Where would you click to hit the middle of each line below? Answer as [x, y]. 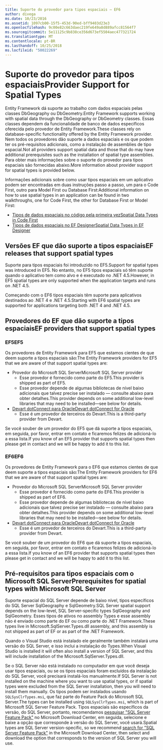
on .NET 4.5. [18, 286]
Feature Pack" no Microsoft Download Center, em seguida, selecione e [76, 717]
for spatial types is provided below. [40, 170]
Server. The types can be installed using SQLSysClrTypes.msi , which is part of [82, 702]
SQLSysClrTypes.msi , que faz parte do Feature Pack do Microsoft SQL [74, 697]
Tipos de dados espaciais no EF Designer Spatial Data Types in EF [78, 225]
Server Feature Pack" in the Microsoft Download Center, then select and [77, 733]
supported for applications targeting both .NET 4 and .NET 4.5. [68, 305]
